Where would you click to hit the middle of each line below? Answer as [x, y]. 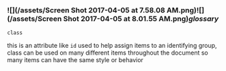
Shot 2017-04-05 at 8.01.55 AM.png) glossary [141, 18]
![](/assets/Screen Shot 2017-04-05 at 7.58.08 [86, 10]
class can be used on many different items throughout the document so [108, 53]
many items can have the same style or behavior [75, 60]
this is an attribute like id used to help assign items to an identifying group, [112, 46]
